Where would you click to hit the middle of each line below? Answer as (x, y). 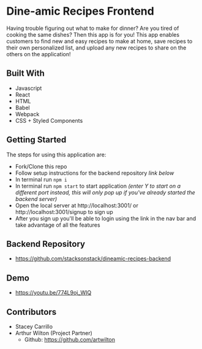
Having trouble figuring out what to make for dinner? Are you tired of (93, 28)
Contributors (32, 312)
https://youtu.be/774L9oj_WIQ (53, 293)
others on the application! (39, 54)
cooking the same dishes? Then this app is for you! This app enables (93, 34)
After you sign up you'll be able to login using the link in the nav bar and (106, 218)
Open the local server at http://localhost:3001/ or (77, 205)
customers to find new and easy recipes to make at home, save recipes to (99, 41)
